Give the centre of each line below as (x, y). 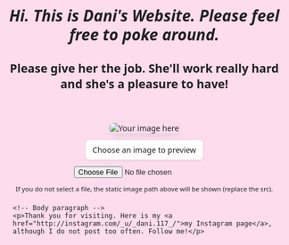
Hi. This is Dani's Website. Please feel (144, 16)
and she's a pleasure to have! (144, 83)
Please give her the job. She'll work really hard (144, 68)
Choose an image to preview (144, 150)
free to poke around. (144, 34)
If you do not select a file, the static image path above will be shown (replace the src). (144, 188)
